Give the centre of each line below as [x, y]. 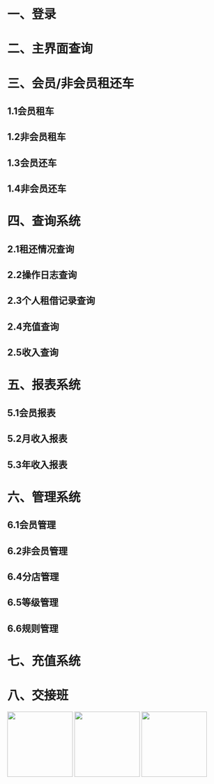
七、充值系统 [44, 661]
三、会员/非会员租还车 [71, 83]
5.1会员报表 [31, 413]
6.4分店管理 [33, 577]
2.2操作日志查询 [42, 275]
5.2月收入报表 [37, 439]
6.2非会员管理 [38, 551]
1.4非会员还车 [37, 189]
